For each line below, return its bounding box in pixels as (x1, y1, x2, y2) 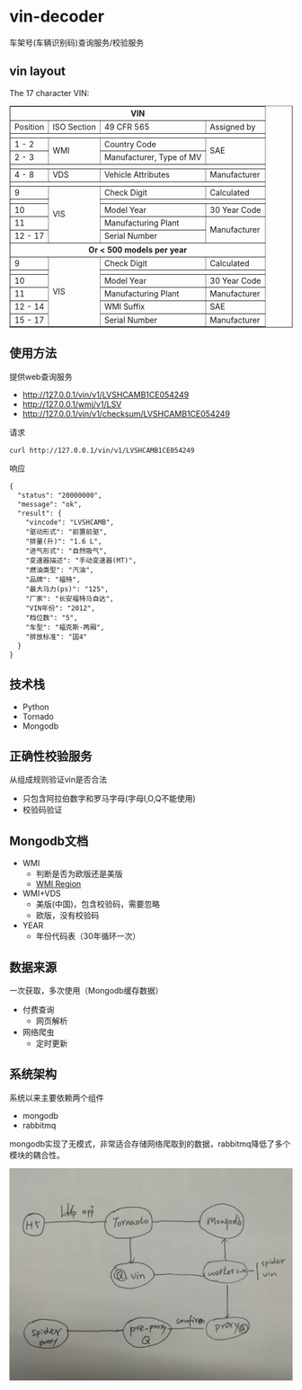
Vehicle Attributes (103, 169, 171, 181)
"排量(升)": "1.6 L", (25, 536, 102, 545)
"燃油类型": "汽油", (25, 565, 94, 574)
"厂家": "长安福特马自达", (25, 594, 114, 603)
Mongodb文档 (9, 833, 89, 848)
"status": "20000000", (17, 491, 102, 500)
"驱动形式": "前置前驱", (25, 527, 108, 536)
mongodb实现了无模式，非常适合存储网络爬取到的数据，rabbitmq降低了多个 (9, 1138, 291, 1149)
